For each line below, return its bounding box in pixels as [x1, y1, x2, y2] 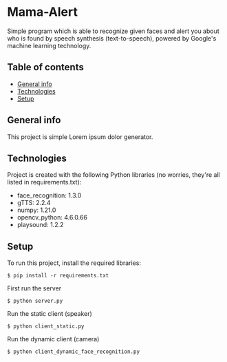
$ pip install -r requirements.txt [7, 273, 109, 279]
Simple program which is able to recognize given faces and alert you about [7, 27, 220, 35]
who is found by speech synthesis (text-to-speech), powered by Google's [7, 34, 217, 42]
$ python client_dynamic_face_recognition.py [7, 348, 140, 355]
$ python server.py [7, 297, 63, 305]
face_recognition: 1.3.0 [17, 191, 82, 200]
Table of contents [7, 61, 84, 73]
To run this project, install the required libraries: [7, 259, 141, 267]
